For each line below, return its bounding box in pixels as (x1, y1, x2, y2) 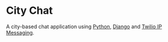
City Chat (6, 4, 53, 17)
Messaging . (6, 29, 35, 36)
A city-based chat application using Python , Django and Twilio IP (6, 23, 162, 30)
